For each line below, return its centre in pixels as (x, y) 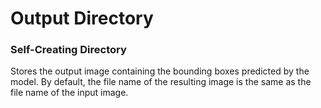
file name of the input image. (69, 93)
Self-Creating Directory (68, 50)
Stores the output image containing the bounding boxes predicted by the (160, 71)
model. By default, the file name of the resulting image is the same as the (161, 82)
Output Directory (82, 18)
